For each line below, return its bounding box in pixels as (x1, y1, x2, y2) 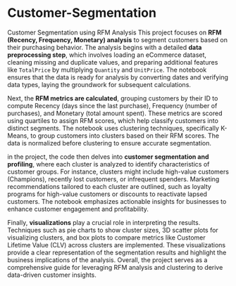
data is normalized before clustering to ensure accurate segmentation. (7, 138, 211, 147)
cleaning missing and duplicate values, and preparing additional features (7, 58, 218, 66)
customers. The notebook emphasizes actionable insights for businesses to (7, 197, 227, 205)
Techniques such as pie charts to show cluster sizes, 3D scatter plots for (7, 226, 218, 234)
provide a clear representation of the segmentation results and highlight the (7, 248, 227, 256)
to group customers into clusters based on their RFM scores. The (30, 131, 220, 140)
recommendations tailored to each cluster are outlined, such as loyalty (7, 182, 211, 190)
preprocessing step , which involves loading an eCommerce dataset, (7, 51, 206, 59)
